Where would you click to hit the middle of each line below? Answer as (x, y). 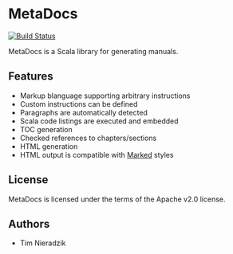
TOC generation (46, 129)
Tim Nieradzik (43, 243)
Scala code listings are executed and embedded (99, 121)
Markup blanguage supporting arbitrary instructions (105, 96)
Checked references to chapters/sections (88, 138)
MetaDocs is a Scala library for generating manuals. (93, 51)
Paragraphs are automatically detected (83, 112)
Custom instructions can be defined (79, 104)
